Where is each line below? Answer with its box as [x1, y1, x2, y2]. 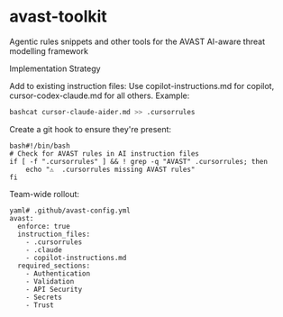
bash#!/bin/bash [9, 141, 70, 150]
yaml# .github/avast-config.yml [9, 205, 131, 215]
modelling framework [9, 45, 88, 56]
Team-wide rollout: [9, 188, 79, 199]
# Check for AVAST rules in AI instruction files [9, 149, 200, 158]
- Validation [25, 276, 75, 285]
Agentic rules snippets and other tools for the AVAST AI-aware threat [9, 36, 266, 47]
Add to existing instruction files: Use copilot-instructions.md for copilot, [9, 80, 275, 91]
